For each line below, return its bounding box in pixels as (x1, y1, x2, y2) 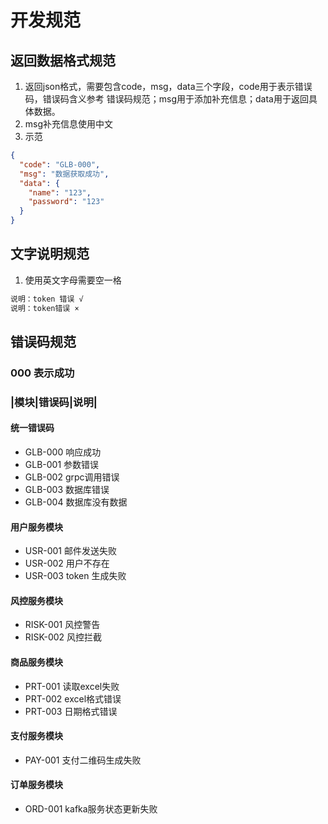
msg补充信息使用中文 (24, 118, 114, 130)
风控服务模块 (10, 594, 63, 606)
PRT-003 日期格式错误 (24, 705, 118, 717)
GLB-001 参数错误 (24, 459, 100, 470)
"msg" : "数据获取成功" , (19, 169, 110, 179)
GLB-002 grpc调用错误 (24, 471, 120, 483)
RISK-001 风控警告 (24, 619, 101, 631)
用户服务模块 (10, 521, 63, 533)
